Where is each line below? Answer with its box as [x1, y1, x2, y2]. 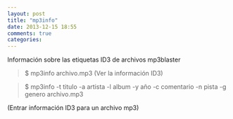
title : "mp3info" [7, 17, 58, 24]
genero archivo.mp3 [24, 90, 84, 99]
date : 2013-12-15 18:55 [7, 23, 77, 30]
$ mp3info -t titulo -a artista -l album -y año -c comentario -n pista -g [24, 83, 227, 91]
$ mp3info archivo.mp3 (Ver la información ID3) [24, 69, 163, 78]
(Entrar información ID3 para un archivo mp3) [7, 104, 139, 112]
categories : [7, 36, 42, 43]
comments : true [7, 29, 52, 37]
